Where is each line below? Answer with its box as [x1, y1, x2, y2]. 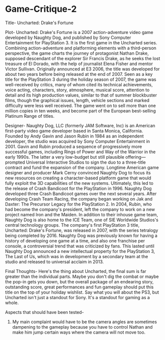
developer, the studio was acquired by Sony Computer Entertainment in [5, 138, 150, 144]
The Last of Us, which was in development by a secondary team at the [5, 253, 148, 259]
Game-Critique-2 [5, 3, 77, 15]
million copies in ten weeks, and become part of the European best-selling [5, 107, 156, 114]
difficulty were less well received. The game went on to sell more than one [5, 102, 156, 108]
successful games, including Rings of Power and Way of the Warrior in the [5, 149, 156, 155]
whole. [5, 300, 19, 306]
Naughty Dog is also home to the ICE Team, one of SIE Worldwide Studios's [5, 217, 159, 223]
